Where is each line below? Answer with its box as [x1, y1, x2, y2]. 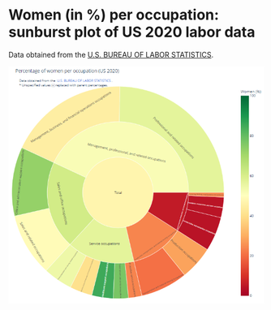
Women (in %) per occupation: [8, 6, 219, 24]
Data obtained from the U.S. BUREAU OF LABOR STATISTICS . [8, 50, 213, 59]
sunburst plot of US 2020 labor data [8, 23, 256, 41]
